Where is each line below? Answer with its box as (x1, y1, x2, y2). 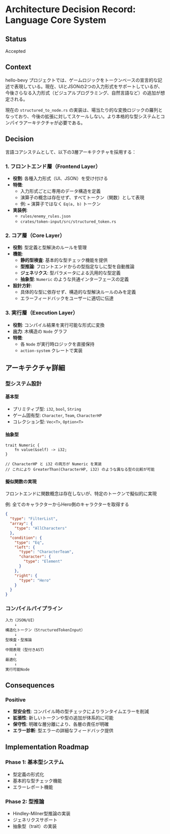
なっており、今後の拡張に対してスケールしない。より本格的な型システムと (5, 113, 161, 119)
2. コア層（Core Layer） (5, 232, 65, 239)
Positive (5, 696, 26, 703)
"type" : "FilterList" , (10, 516, 58, 522)
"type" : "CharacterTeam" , (18, 550, 74, 555)
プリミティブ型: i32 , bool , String (12, 406, 81, 412)
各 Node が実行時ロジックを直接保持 (20, 341, 95, 347)
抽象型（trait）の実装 (12, 823, 57, 829)
